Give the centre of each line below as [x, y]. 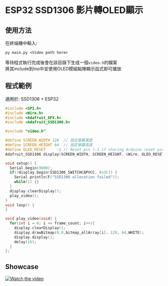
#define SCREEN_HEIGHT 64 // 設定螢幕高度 [49, 145]
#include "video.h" [25, 131]
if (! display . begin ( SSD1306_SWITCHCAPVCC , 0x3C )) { [63, 173]
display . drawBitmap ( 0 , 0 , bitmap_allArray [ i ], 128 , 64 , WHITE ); [79, 233]
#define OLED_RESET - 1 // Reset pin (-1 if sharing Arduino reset [80, 149]
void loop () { [20, 205]
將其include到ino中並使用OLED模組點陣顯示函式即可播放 [63, 69]
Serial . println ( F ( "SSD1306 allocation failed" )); [67, 177]
